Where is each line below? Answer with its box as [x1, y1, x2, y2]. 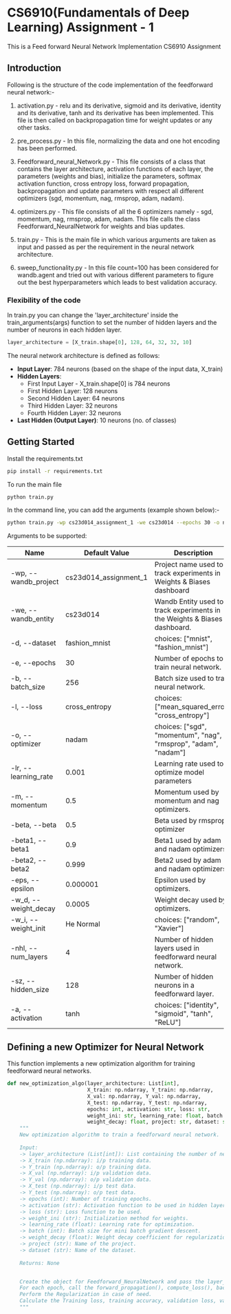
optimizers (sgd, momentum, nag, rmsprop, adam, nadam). [16, 194, 184, 202]
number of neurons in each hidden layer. [7, 326, 122, 334]
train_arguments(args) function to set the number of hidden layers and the [7, 319, 217, 327]
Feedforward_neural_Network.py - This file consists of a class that [16, 157, 206, 166]
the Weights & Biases [154, 614, 223, 624]
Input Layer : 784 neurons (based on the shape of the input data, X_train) [16, 364, 223, 373]
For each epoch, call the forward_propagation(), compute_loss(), [19, 1284, 214, 1291]
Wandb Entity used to [154, 597, 224, 606]
